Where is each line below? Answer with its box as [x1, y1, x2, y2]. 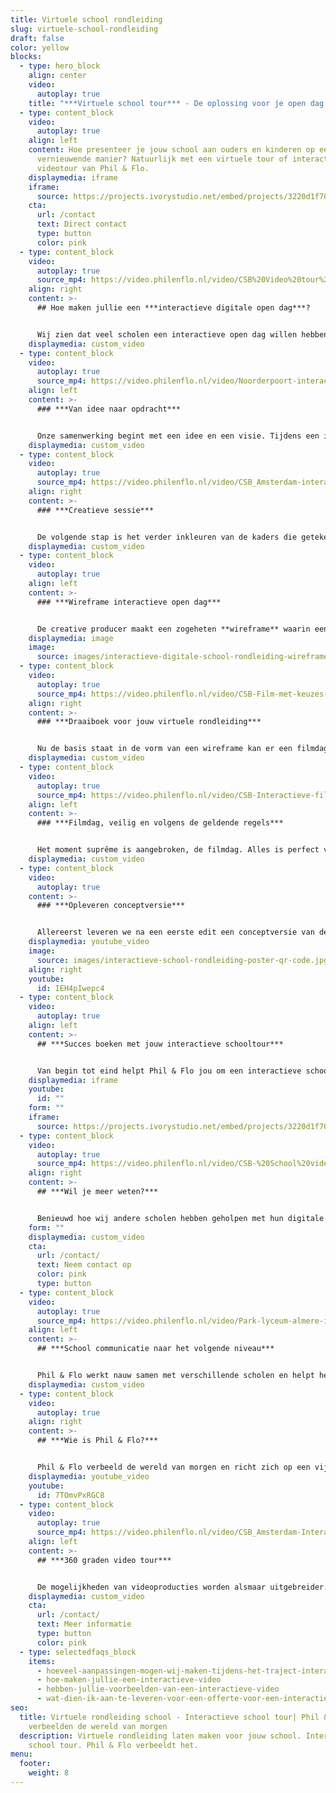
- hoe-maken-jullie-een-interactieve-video [36, 1675, 222, 1685]
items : [28, 1656, 56, 1666]
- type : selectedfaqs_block [19, 1647, 137, 1657]
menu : [10, 1749, 33, 1760]
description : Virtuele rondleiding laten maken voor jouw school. [19, 1731, 302, 1741]
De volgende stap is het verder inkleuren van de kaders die [36, 532, 298, 542]
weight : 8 [28, 1768, 70, 1778]
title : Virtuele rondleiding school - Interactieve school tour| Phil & [19, 1712, 329, 1722]
